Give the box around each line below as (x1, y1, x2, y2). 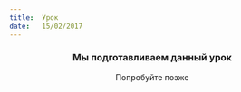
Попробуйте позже (115, 71, 189, 82)
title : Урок (9, 13, 59, 23)
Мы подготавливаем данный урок (72, 51, 233, 64)
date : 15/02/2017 (9, 22, 83, 31)
